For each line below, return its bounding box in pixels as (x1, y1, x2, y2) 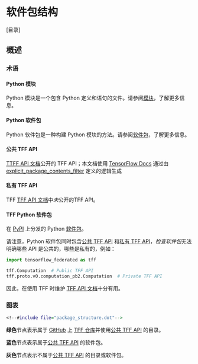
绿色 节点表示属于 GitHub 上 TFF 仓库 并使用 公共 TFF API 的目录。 (6, 327, 164, 334)
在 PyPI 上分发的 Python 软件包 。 (6, 225, 87, 232)
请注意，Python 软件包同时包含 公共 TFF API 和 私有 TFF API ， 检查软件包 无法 (6, 238, 192, 245)
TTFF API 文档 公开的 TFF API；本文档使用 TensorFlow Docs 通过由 (6, 159, 169, 167)
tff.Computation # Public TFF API (6, 268, 94, 274)
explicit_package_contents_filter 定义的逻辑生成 (6, 167, 122, 174)
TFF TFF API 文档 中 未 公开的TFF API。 (6, 196, 99, 203)
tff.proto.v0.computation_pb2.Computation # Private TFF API (6, 273, 163, 279)
